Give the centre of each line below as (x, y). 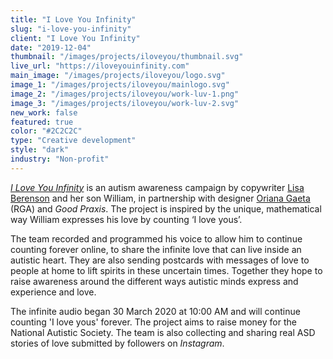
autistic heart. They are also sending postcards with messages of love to (160, 260)
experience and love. (53, 292)
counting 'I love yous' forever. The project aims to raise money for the (153, 322)
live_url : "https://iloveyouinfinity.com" (100, 66)
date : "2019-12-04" (51, 47)
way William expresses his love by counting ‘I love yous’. (126, 219)
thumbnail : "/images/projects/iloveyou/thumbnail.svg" (127, 57)
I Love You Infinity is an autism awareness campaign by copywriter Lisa (157, 187)
